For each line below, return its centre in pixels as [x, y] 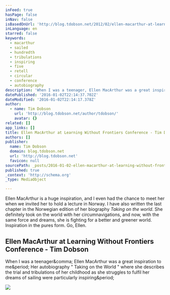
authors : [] [18, 137]
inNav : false [19, 19]
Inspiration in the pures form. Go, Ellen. [46, 226]
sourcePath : [18, 165]
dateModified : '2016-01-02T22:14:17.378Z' [51, 99]
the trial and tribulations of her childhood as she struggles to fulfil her [77, 272]
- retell [19, 71]
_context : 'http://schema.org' [38, 175]
